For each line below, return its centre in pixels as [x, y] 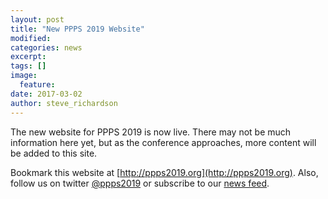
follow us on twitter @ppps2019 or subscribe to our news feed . [140, 183]
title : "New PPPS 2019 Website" [77, 29]
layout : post [37, 19]
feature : [37, 85]
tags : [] [28, 66]
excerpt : [28, 57]
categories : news [46, 47]
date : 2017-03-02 [46, 94]
